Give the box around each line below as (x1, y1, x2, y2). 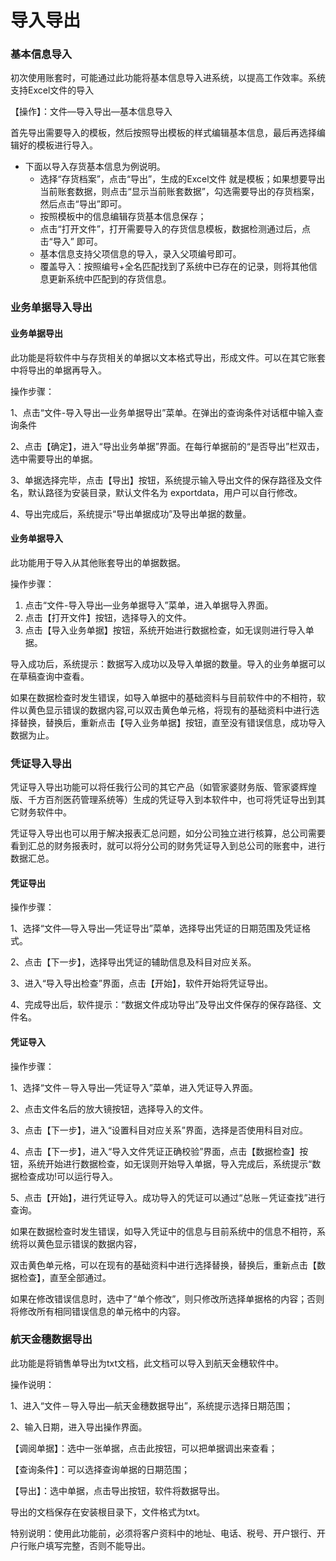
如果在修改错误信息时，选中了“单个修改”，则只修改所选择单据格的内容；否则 (10, 1292, 325, 1305)
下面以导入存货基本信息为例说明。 (24, 161, 166, 173)
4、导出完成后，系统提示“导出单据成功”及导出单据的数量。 (10, 507, 252, 520)
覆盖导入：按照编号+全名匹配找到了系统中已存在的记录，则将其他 (39, 261, 309, 273)
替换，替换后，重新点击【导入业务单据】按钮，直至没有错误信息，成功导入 (18, 716, 326, 728)
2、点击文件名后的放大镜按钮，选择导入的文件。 (10, 1102, 209, 1115)
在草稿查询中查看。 (10, 670, 90, 682)
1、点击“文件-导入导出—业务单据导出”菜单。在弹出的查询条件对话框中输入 (10, 406, 315, 418)
